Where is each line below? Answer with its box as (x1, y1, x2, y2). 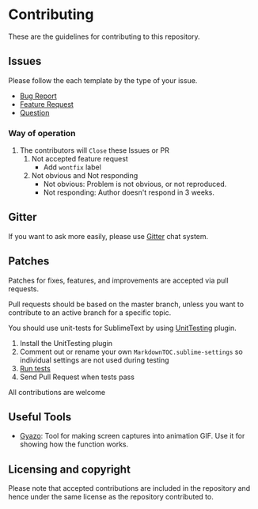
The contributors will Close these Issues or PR (19, 146, 170, 155)
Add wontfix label (43, 162, 101, 172)
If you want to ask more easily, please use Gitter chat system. (8, 231, 209, 241)
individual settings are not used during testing (19, 355, 169, 365)
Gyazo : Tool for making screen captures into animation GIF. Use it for (19, 431, 245, 441)
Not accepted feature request (31, 154, 128, 164)
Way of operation (8, 127, 77, 139)
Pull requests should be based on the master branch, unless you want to (8, 299, 244, 309)
